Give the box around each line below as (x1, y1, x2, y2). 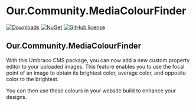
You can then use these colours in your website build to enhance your (6, 87, 176, 94)
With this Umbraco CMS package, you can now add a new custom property (6, 56, 190, 63)
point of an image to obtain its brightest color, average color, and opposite (6, 69, 186, 76)
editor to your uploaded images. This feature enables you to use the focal (6, 63, 185, 70)
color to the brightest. (6, 75, 59, 82)
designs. (6, 93, 27, 100)
